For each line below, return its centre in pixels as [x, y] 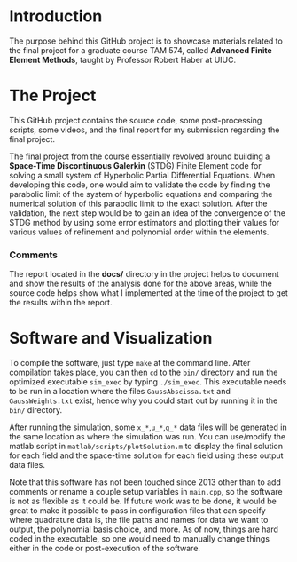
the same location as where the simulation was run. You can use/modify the [148, 437]
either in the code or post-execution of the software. [105, 549]
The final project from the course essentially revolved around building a [140, 156]
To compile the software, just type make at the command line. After [130, 363]
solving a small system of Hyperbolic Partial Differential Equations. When [142, 175]
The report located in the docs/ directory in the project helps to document [144, 274]
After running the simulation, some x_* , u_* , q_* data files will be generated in [148, 427]
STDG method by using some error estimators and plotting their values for [145, 222]
